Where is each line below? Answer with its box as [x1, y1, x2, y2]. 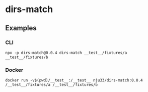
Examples [5, 24, 37, 32]
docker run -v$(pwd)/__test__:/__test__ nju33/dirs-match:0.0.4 [5, 78, 143, 83]
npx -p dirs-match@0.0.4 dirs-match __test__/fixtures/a [5, 50, 127, 55]
